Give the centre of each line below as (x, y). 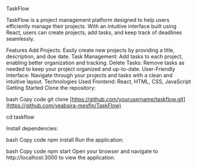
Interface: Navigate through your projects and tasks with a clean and (89, 75)
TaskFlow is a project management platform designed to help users (88, 20)
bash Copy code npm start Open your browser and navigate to (82, 151)
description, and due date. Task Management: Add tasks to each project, (95, 56)
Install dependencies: (32, 128)
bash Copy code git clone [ (39, 99)
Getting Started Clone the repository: (51, 88)
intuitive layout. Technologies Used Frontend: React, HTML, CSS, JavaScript (99, 81)
